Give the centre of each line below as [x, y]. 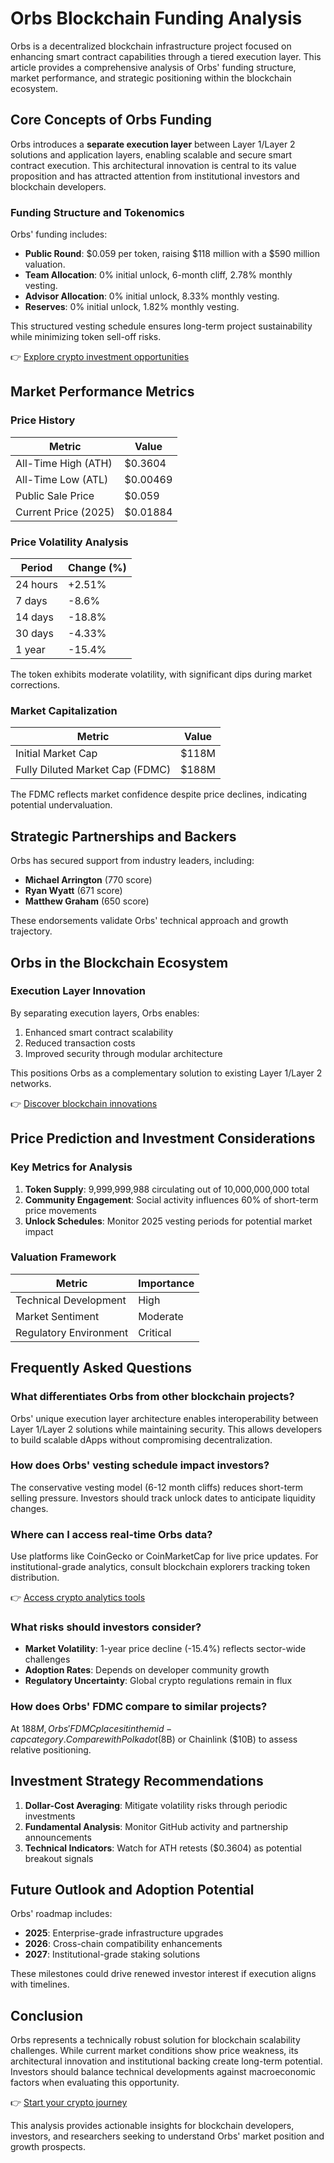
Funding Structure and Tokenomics [97, 212]
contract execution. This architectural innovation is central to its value [153, 165]
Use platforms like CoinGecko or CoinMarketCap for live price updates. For [164, 1556]
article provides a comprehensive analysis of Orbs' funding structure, [153, 67]
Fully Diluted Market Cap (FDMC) [93, 770]
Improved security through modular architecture [123, 1053]
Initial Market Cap [56, 754]
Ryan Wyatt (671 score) [73, 891]
